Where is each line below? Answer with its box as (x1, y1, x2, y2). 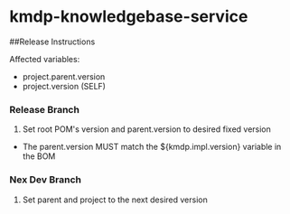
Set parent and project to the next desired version (22, 194, 208, 205)
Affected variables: (9, 53, 80, 64)
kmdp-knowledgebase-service (9, 6, 248, 27)
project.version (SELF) (22, 80, 107, 91)
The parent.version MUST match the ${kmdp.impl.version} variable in (22, 142, 282, 153)
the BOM (22, 151, 56, 162)
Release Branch (9, 103, 80, 116)
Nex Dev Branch (9, 173, 81, 186)
